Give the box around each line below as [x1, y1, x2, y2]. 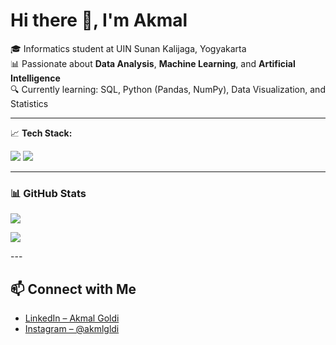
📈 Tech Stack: [10, 127, 73, 139]
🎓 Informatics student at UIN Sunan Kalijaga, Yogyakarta [10, 42, 247, 54]
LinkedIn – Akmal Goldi [24, 312, 120, 324]
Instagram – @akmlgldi [24, 323, 120, 335]
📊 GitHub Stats [10, 186, 87, 200]
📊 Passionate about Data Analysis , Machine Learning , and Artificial [10, 57, 296, 69]
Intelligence [10, 72, 61, 84]
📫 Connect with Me [10, 280, 137, 298]
